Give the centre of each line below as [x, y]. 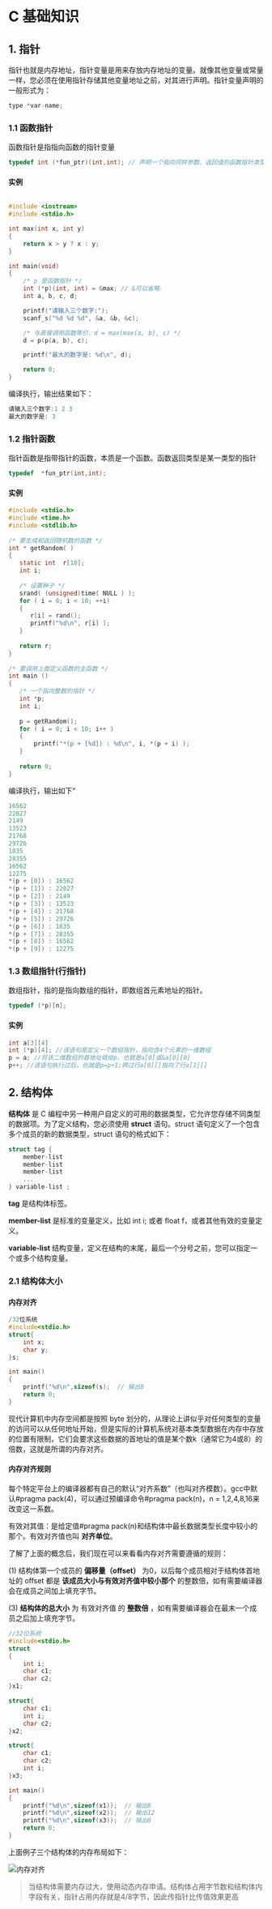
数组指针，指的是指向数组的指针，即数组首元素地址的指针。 [108, 990]
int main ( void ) [34, 266]
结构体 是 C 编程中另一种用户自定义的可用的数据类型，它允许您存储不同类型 [135, 1113]
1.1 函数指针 [31, 128]
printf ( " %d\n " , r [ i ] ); [70, 624]
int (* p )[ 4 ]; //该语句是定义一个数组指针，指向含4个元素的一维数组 [110, 1050]
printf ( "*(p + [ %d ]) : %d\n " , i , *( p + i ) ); [112, 744]
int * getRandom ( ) [41, 548]
